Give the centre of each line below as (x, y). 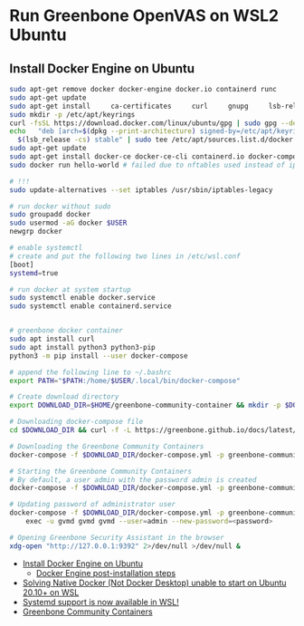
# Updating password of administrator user (93, 505)
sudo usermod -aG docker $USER (68, 223)
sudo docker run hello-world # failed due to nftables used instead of (147, 165)
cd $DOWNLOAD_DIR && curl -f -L (70, 430)
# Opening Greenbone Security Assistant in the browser (117, 537)
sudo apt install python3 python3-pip (82, 347)
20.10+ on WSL (51, 592)
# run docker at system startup (70, 289)
